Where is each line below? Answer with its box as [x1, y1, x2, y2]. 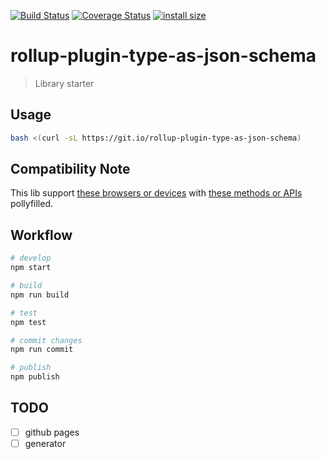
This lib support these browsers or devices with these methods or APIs [10, 187, 303, 199]
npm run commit [10, 345, 74, 355]
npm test [10, 317, 47, 327]
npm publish [10, 372, 60, 382]
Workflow [10, 226, 73, 244]
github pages [24, 426, 80, 438]
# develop [10, 253, 52, 264]
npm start [10, 263, 52, 273]
